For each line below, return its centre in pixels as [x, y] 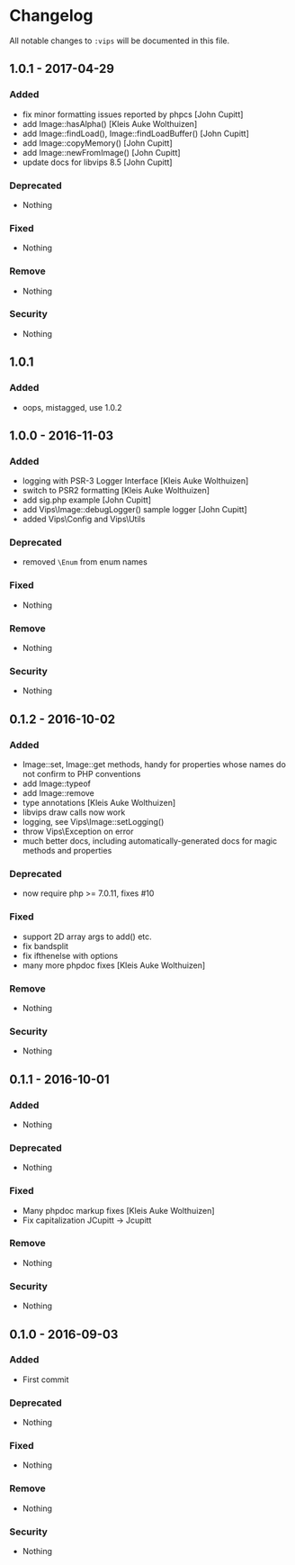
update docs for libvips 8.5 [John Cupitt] [97, 162]
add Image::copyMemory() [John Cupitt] [97, 143]
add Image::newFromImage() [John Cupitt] [102, 152]
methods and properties [67, 851]
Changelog [51, 16]
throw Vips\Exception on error [78, 832]
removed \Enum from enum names [85, 562]
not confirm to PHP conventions [81, 774]
